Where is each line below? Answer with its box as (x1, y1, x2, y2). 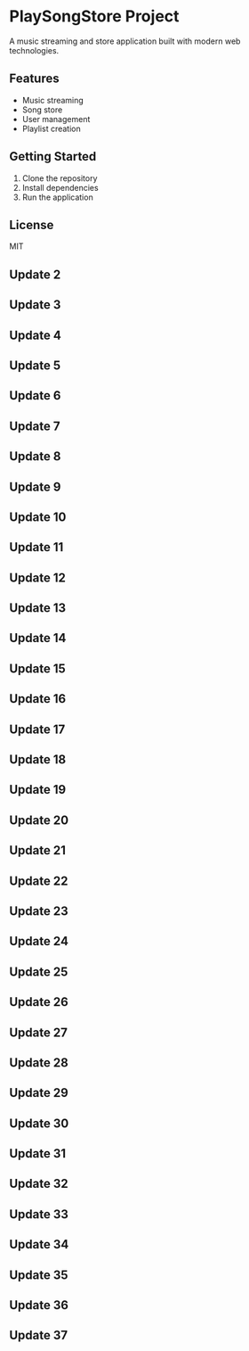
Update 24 (9, 934, 69, 949)
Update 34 (9, 1237, 69, 1252)
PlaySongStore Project (9, 6, 180, 27)
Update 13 (9, 600, 67, 616)
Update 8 (9, 449, 61, 465)
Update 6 (9, 388, 61, 403)
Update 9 (9, 479, 61, 494)
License (9, 217, 54, 233)
